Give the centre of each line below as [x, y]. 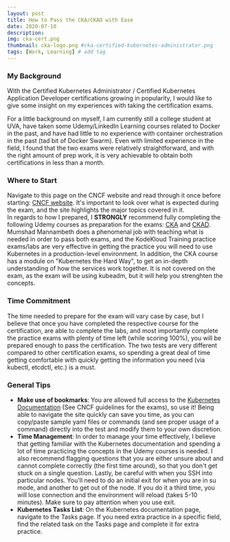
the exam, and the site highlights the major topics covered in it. [96, 210]
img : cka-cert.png [33, 39]
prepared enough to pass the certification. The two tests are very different [112, 345]
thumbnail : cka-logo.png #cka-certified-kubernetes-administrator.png [110, 45]
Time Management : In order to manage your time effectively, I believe [116, 437]
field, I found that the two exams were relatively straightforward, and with [111, 148]
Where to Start [32, 181]
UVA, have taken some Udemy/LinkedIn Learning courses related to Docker [114, 126]
